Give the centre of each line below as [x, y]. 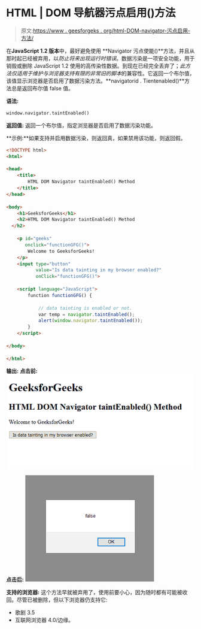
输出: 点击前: [22, 371]
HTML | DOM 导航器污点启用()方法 [91, 13]
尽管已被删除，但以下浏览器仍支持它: [62, 600]
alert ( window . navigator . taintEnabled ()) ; [91, 321]
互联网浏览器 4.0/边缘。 [44, 620]
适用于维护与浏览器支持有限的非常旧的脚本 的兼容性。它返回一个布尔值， [106, 73]
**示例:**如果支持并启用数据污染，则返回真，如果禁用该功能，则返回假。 [96, 138]
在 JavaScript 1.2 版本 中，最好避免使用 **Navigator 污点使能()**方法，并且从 [100, 51]
